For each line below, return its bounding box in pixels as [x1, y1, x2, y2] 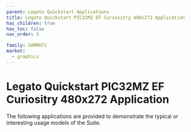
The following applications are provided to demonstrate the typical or [6, 113, 178, 120]
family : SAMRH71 [6, 42, 47, 48]
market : [6, 48, 26, 54]
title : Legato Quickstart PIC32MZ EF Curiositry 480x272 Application [6, 15, 186, 21]
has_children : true [6, 20, 56, 26]
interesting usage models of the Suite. [6, 119, 101, 126]
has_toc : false [6, 25, 45, 32]
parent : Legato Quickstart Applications [6, 8, 110, 15]
